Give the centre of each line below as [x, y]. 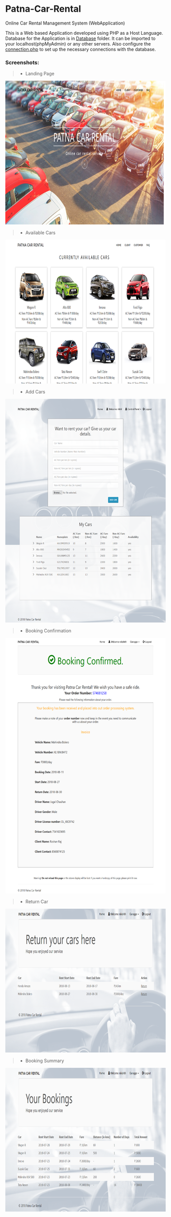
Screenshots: [22, 62]
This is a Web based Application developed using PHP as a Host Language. [84, 33]
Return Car [37, 902]
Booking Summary [45, 1061]
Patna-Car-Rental [43, 9]
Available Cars [40, 233]
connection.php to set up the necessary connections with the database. [81, 49]
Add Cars [35, 392]
